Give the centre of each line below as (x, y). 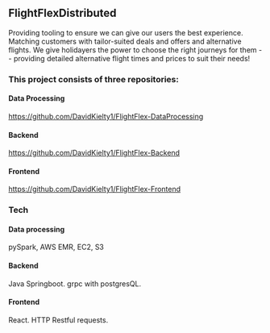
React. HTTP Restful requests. (58, 320)
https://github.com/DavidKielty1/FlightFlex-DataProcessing (106, 116)
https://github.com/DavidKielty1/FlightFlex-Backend (94, 153)
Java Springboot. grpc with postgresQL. (75, 283)
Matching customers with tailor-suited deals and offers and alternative (125, 41)
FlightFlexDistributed (62, 13)
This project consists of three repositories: (93, 79)
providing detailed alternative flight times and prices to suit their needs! (132, 58)
